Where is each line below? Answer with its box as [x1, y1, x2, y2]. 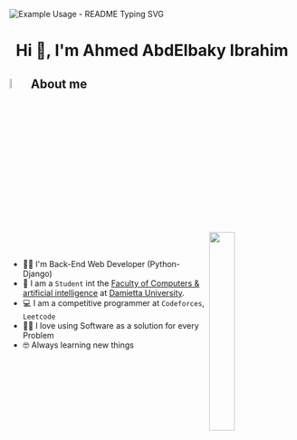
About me [30, 76, 88, 91]
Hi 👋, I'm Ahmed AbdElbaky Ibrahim [15, 41, 289, 61]
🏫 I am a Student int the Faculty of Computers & [22, 278, 200, 289]
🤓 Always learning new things [22, 340, 134, 350]
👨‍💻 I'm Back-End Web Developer [22, 259, 146, 270]
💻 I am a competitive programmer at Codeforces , [22, 298, 206, 309]
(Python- [147, 259, 181, 270]
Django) [22, 268, 53, 280]
